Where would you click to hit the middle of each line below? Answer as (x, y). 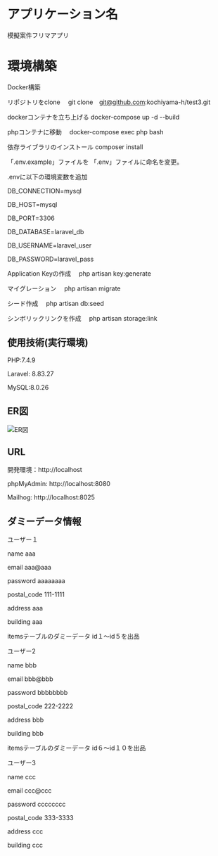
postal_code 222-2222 (40, 706)
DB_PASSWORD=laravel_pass (51, 259)
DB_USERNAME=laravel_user (50, 245)
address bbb (26, 720)
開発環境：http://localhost (45, 470)
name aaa (22, 554)
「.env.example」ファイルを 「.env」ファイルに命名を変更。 (95, 162)
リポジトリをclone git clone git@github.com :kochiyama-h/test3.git (109, 102)
